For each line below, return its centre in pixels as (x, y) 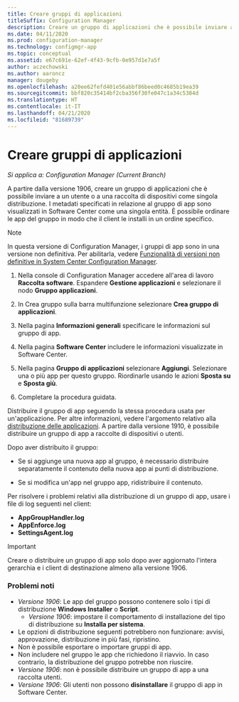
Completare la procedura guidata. (67, 397)
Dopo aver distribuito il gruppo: (53, 447)
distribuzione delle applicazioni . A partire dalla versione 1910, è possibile (113, 426)
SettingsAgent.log (45, 532)
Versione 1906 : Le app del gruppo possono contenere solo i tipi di (114, 601)
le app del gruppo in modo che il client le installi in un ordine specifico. (111, 218)
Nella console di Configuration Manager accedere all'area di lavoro (116, 275)
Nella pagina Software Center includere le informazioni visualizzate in (120, 346)
